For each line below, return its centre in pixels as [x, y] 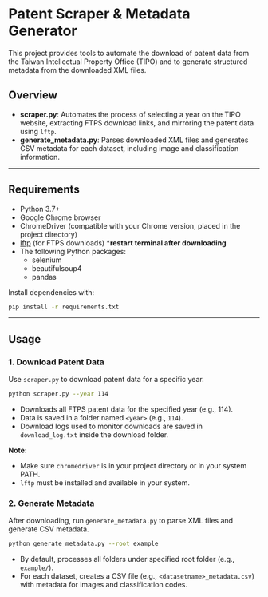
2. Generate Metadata [51, 503]
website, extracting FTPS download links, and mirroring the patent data [137, 123]
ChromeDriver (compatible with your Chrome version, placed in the [130, 225]
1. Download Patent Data [57, 362]
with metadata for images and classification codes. [103, 585]
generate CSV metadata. [49, 529]
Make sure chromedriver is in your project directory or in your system [133, 466]
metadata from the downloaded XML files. [77, 70]
